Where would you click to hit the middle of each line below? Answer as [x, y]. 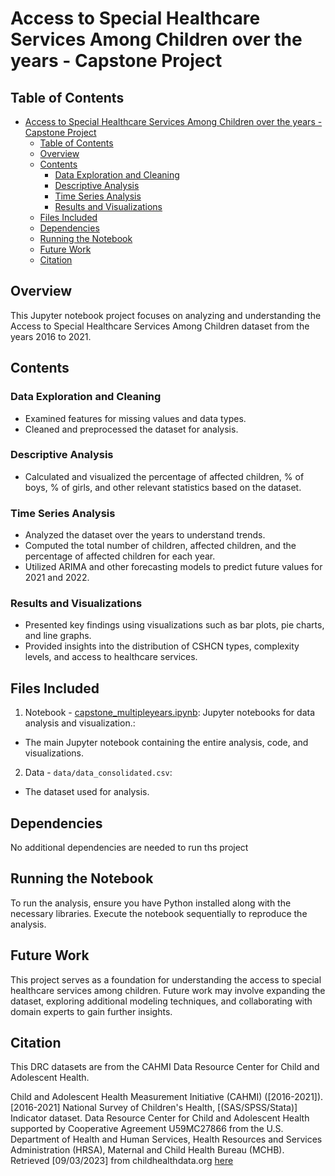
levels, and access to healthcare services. [111, 657]
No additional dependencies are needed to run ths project [129, 848]
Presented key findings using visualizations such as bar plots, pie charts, [174, 625]
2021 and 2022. [57, 578]
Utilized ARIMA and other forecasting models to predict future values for [173, 567]
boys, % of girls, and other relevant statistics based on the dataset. [163, 487]
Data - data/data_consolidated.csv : [98, 773]
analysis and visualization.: [80, 723]
